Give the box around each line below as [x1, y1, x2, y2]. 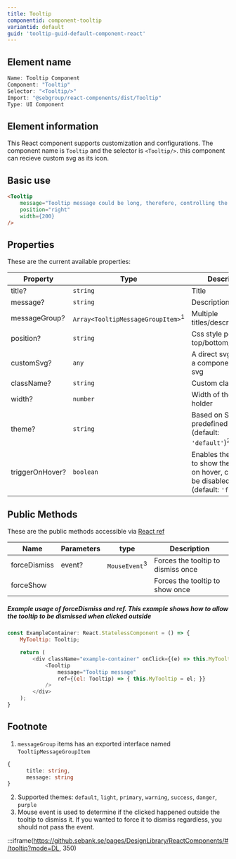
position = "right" [20, 206, 71, 213]
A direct [191, 349, 218, 359]
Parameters [60, 544, 100, 553]
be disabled [191, 476, 230, 486]
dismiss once [154, 565, 198, 575]
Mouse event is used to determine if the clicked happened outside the [17, 808, 220, 817]
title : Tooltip [7, 10, 52, 18]
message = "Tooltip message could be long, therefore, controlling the [20, 199, 228, 206]
